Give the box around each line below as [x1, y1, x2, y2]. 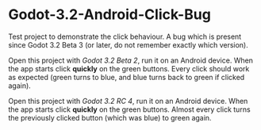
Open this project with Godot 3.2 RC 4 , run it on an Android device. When [8, 96, 248, 105]
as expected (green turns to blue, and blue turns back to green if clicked [8, 72, 245, 82]
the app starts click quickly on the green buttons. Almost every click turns [8, 105, 251, 114]
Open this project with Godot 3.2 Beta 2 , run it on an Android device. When [8, 55, 254, 65]
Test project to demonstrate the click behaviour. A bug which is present [8, 32, 242, 41]
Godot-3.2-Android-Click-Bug [8, 6, 212, 24]
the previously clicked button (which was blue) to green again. [8, 113, 212, 122]
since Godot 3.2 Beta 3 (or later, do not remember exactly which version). [8, 40, 248, 49]
